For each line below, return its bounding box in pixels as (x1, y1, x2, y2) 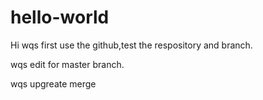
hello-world (10, 6, 110, 29)
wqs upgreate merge (10, 77, 97, 90)
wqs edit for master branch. (10, 58, 125, 70)
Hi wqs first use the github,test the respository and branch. (10, 39, 253, 51)
